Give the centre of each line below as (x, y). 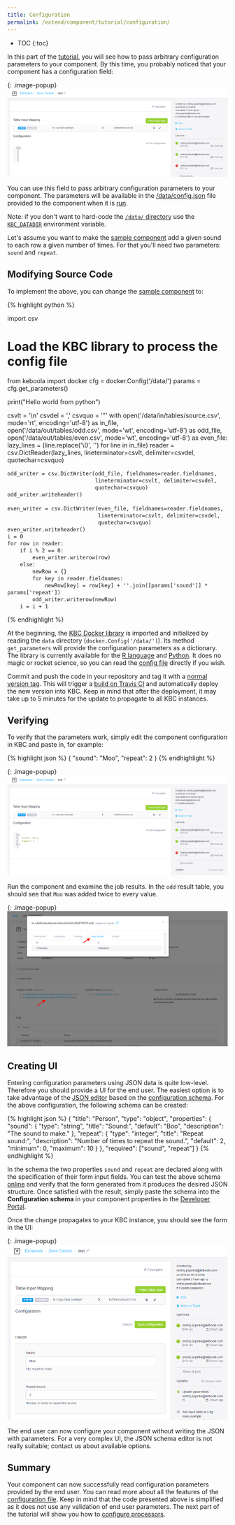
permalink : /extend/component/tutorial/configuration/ (89, 22)
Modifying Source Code (60, 274)
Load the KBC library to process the (113, 346)
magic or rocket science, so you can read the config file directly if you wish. (116, 663)
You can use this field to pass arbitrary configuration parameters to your (111, 188)
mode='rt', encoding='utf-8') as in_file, (63, 422)
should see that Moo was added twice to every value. (83, 894)
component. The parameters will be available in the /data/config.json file (112, 195)
